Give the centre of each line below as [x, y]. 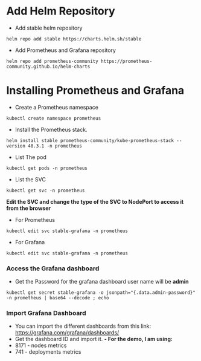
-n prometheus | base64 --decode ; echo [58, 298]
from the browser [29, 208]
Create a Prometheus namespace [56, 107]
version [16, 146]
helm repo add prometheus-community [52, 61]
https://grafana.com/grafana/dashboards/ [67, 333]
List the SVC [30, 179]
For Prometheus [35, 220]
